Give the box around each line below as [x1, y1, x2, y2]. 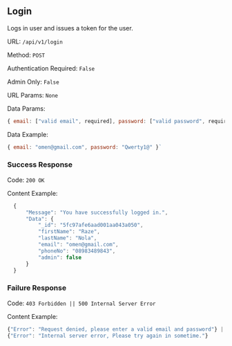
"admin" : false [37, 254, 81, 261]
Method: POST [7, 51, 46, 59]
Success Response [7, 160, 72, 170]
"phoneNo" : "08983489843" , [37, 247, 116, 255]
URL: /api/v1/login [7, 37, 64, 46]
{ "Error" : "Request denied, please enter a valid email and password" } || [7, 325, 227, 333]
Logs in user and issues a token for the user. [7, 24, 133, 32]
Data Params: [7, 104, 46, 113]
